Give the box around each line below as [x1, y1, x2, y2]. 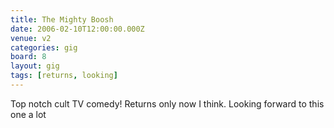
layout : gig [10, 61, 60, 71]
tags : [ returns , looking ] [10, 71, 118, 81]
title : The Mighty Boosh [10, 14, 114, 25]
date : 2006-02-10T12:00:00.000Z [10, 24, 145, 34]
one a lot [10, 108, 47, 120]
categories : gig [10, 42, 78, 53]
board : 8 [10, 52, 47, 62]
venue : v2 [10, 33, 52, 43]
